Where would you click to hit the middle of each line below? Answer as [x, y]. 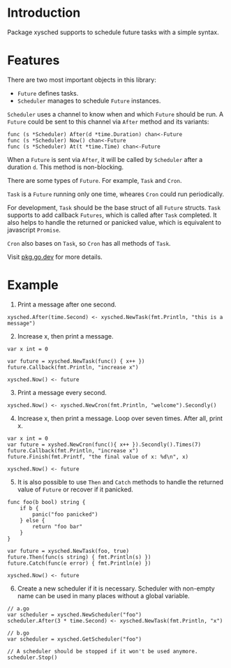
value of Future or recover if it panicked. [75, 489]
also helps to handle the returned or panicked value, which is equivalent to [114, 222]
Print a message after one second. [67, 304]
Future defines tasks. [48, 93]
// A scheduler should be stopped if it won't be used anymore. [103, 651]
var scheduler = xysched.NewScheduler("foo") [74, 615]
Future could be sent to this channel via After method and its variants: [108, 121]
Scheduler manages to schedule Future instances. [89, 101]
